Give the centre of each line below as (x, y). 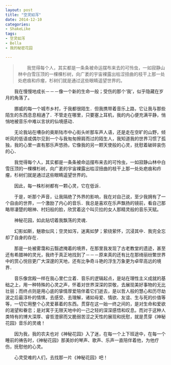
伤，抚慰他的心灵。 (25, 346)
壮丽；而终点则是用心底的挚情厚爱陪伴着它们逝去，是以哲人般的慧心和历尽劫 (85, 291)
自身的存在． (27, 237)
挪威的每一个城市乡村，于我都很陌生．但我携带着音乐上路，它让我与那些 (90, 108)
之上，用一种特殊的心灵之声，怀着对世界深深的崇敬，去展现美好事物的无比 (88, 284)
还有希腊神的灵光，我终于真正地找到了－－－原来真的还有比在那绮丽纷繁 (81, 254)
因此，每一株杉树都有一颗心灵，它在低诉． (59, 186)
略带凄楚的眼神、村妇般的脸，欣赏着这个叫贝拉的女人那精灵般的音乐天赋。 (83, 209)
